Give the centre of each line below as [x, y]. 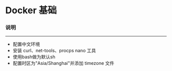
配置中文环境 [26, 44]
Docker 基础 [31, 10]
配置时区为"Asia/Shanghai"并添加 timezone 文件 [63, 63]
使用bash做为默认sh [34, 57]
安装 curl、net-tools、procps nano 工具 [54, 51]
